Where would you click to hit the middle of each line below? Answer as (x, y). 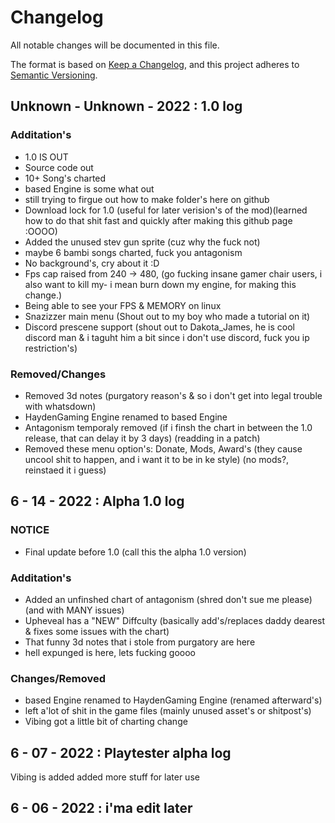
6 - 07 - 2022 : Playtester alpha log (121, 752)
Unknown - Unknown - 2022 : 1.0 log (126, 106)
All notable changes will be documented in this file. (115, 45)
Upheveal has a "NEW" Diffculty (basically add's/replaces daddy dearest (175, 620)
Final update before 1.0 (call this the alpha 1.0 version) (135, 552)
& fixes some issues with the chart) (97, 631)
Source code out (59, 167)
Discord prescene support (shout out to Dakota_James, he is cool (159, 327)
